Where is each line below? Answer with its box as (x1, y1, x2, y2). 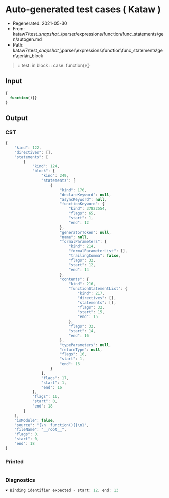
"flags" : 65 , (68, 211, 96, 216)
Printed (5, 458, 24, 465)
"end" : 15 (77, 314, 98, 320)
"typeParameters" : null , (59, 342, 112, 347)
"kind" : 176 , (59, 187, 87, 193)
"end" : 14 (68, 267, 89, 273)
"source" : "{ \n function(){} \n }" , (14, 422, 89, 428)
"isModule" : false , (14, 418, 55, 423)
